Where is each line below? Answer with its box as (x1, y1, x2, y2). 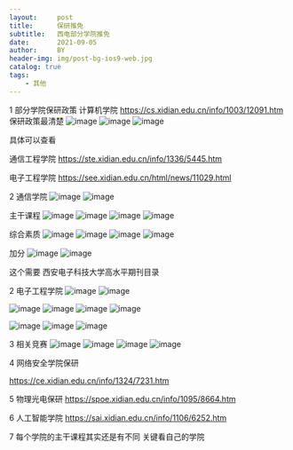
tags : (9, 71, 29, 80)
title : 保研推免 (9, 21, 84, 30)
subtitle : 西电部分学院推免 (9, 29, 111, 38)
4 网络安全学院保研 (9, 357, 79, 368)
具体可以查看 (9, 134, 56, 145)
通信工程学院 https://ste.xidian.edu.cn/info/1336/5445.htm (9, 153, 223, 164)
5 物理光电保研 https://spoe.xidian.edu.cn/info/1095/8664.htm (9, 393, 236, 404)
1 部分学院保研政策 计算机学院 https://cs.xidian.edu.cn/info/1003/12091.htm (9, 104, 284, 115)
